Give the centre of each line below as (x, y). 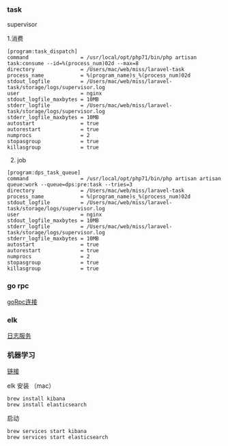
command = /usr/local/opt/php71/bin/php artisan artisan (114, 179)
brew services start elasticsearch (58, 437)
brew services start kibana (47, 432)
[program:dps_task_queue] (44, 173)
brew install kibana (37, 399)
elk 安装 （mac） (31, 386)
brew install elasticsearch (47, 405)
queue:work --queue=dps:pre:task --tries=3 (70, 185)
